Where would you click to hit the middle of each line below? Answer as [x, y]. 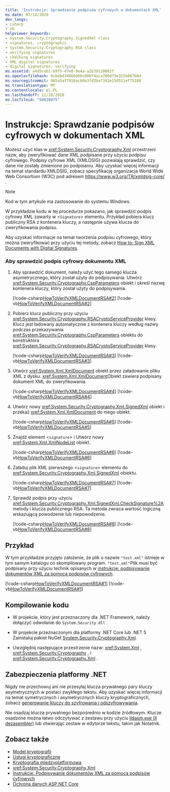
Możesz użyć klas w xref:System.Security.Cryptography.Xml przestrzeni [80, 150]
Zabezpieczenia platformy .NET [56, 675]
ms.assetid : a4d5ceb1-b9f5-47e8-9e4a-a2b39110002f [60, 72]
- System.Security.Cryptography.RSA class [51, 48]
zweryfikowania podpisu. [31, 228]
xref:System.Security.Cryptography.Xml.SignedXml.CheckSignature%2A [88, 503]
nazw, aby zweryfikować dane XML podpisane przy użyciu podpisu [75, 155]
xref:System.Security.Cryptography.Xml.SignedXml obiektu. [75, 473]
